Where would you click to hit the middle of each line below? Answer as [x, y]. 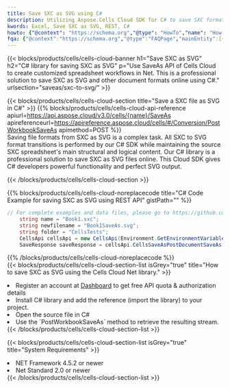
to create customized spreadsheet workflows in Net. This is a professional [112, 73]
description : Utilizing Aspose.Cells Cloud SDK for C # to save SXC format [116, 20]
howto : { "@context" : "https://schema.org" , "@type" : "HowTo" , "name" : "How [115, 33]
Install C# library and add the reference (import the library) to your [109, 300]
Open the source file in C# [53, 315]
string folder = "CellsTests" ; [64, 232]
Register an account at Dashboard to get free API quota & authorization [116, 286]
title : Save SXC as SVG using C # [55, 13]
